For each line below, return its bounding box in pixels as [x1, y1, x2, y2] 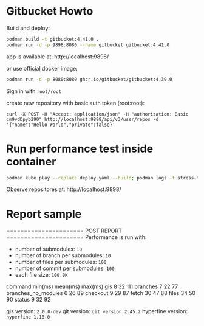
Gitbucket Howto [6, 4, 93, 18]
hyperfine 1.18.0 [6, 314, 50, 321]
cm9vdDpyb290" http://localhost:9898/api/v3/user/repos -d [6, 116, 159, 122]
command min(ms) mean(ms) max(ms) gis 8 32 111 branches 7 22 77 [6, 283, 178, 290]
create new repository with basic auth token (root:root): [6, 99, 144, 106]
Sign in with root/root [6, 87, 62, 95]
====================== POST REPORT [6, 227, 123, 235]
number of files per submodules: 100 [15, 258, 107, 266]
